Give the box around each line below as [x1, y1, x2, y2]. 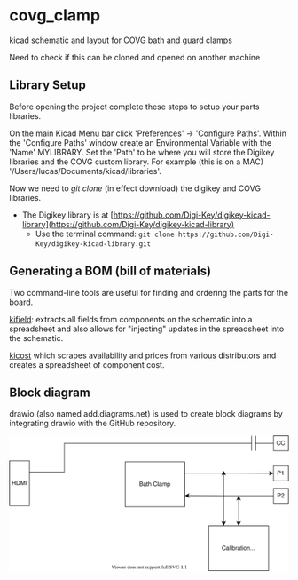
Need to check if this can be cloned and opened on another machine [9, 52, 261, 62]
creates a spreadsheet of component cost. [9, 359, 165, 369]
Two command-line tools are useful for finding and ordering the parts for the [9, 287, 289, 298]
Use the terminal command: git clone [35, 228, 175, 239]
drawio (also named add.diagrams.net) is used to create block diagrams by [9, 409, 284, 419]
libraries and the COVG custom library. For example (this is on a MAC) [9, 156, 264, 167]
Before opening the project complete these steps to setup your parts [9, 101, 260, 112]
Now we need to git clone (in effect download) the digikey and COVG [9, 183, 262, 194]
